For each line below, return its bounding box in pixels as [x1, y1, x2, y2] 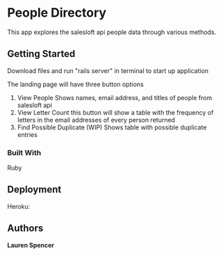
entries [17, 130, 38, 138]
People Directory [7, 5, 106, 21]
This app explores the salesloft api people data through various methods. [7, 28, 217, 36]
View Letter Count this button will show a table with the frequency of [17, 108, 214, 116]
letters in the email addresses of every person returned [17, 115, 176, 124]
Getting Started [7, 48, 76, 60]
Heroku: [7, 202, 30, 210]
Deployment [7, 184, 62, 195]
